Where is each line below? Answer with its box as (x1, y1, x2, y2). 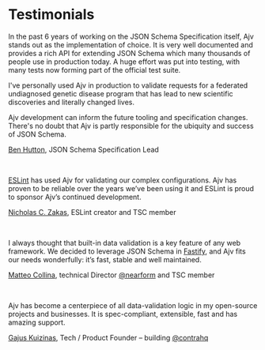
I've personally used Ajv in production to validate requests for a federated (8, 81, 248, 90)
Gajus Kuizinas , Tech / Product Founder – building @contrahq (8, 333, 209, 342)
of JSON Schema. (8, 129, 67, 139)
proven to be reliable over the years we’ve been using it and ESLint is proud (8, 183, 255, 193)
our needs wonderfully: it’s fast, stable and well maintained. (8, 254, 202, 264)
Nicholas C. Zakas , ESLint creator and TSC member (8, 207, 176, 216)
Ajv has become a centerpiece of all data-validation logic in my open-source (8, 300, 258, 310)
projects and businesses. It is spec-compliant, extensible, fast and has (8, 309, 238, 318)
